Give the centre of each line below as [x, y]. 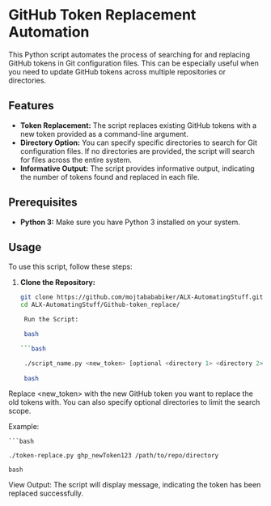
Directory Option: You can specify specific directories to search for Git [138, 142]
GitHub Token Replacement [102, 15]
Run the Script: [51, 320]
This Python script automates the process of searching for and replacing [129, 54]
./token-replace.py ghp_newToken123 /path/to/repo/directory [114, 456]
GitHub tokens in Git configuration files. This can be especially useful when [133, 63]
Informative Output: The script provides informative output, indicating [137, 168]
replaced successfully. [46, 493]
